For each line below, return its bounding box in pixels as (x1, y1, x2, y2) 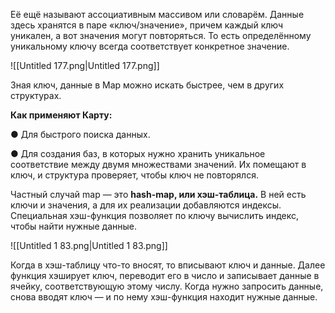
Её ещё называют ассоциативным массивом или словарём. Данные (10, 9, 305, 20)
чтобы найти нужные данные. (10, 220, 137, 232)
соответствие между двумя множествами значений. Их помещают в (10, 159, 307, 170)
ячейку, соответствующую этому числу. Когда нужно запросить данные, (10, 280, 324, 292)
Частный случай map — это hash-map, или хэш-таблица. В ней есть (10, 189, 307, 200)
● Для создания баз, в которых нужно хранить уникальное (10, 148, 266, 159)
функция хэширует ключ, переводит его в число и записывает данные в (10, 270, 320, 281)
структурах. (10, 90, 62, 101)
